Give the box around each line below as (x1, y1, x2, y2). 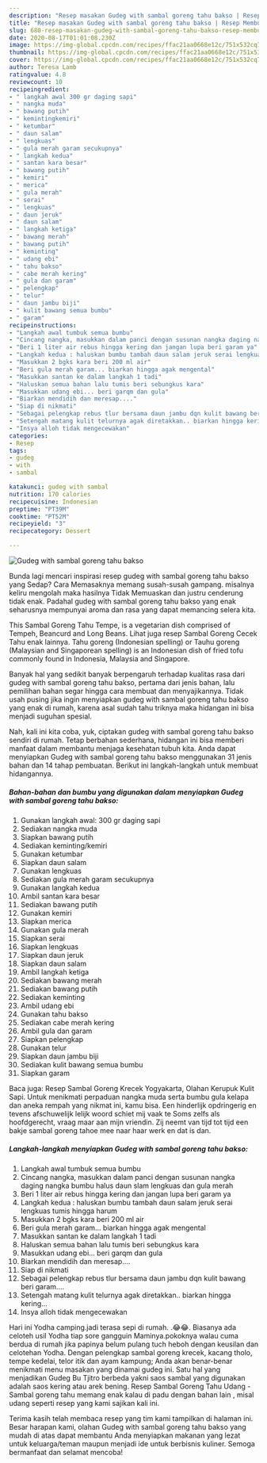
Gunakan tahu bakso (20, 1009, 89, 1019)
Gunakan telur (20, 1043, 67, 1052)
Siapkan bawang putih (20, 832, 94, 841)
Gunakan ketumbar (20, 849, 83, 859)
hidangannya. (9, 769, 54, 778)
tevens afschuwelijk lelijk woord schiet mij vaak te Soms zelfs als (9, 1109, 220, 1118)
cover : (9, 56, 31, 64)
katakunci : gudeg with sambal (9, 483, 109, 491)
